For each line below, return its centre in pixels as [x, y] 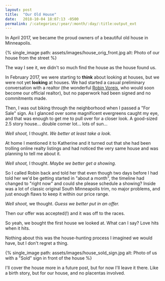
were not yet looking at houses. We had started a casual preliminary [75, 83]
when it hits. [18, 228]
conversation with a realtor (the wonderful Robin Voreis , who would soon [80, 88]
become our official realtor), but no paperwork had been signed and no [78, 93]
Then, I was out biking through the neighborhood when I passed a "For [78, 108]
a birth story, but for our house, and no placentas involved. [65, 273]
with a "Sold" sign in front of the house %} [48, 258]
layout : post [19, 10]
